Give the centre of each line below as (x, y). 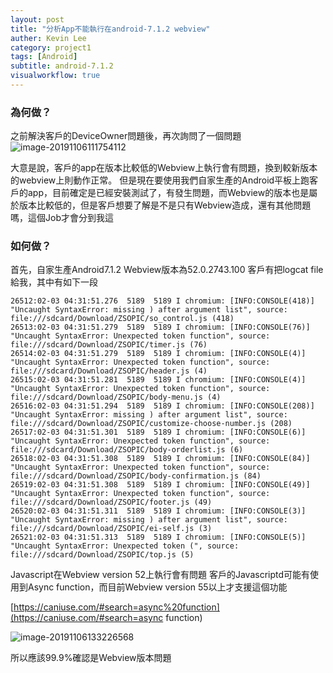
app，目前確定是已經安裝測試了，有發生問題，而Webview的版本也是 (168, 193)
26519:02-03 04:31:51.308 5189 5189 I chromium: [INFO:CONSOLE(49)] (160, 485)
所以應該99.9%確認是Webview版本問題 (91, 658)
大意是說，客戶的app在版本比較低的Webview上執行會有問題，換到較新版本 (164, 168)
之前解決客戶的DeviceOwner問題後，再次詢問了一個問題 (126, 136)
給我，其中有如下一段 (54, 282)
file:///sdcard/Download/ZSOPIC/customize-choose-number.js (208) (151, 424)
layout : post (37, 19)
